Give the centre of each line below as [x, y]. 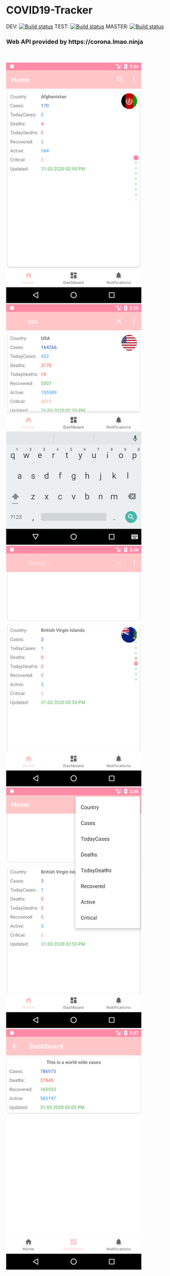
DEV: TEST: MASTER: [67, 26]
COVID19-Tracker [49, 10]
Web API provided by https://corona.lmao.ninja [75, 42]
